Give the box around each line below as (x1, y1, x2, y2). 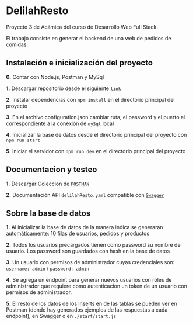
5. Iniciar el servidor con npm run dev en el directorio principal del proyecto (6, 147, 186, 154)
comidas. (6, 41, 28, 48)
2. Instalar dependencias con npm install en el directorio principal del (6, 96, 175, 103)
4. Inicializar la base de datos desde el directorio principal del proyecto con (6, 131, 187, 138)
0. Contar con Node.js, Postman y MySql (6, 73, 104, 80)
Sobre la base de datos (6, 208, 91, 218)
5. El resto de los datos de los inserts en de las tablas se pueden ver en (6, 300, 177, 307)
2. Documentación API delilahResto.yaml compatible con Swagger (6, 191, 164, 198)
